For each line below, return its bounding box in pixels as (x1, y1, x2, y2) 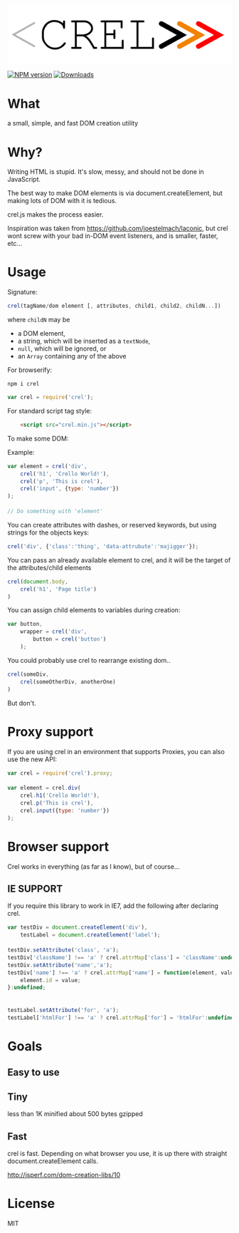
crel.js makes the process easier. (7, 210, 104, 219)
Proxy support (7, 723, 94, 740)
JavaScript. (7, 175, 41, 184)
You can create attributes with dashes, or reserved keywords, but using (7, 520, 217, 529)
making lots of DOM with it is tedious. (7, 197, 117, 205)
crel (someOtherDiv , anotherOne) (20, 678, 116, 686)
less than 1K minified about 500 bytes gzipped (7, 1110, 144, 1118)
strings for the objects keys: (7, 528, 90, 537)
